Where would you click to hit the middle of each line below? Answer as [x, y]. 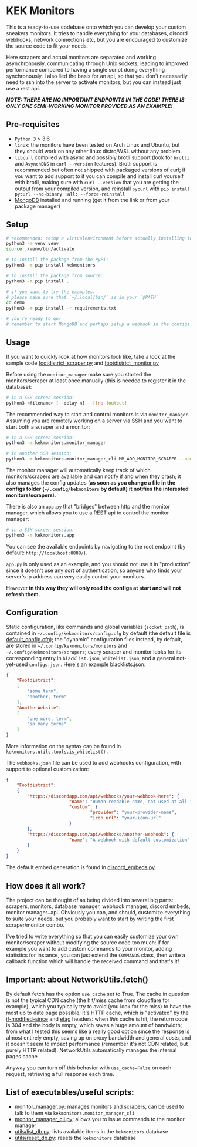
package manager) [37, 206]
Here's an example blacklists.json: [105, 664]
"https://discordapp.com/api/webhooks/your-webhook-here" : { [103, 796]
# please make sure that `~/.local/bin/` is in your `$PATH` [82, 297]
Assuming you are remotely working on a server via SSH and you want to [94, 421]
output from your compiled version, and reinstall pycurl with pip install [102, 189]
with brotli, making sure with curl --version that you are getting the [96, 182]
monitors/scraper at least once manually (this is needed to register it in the [96, 381]
